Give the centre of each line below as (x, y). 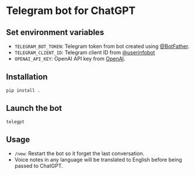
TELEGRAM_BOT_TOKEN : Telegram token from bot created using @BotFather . (102, 46)
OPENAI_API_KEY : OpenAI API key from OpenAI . (70, 59)
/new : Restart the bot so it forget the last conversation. (79, 153)
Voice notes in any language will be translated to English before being (98, 160)
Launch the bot (34, 108)
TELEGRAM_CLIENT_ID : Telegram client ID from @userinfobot (85, 52)
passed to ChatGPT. (39, 166)
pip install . (23, 90)
